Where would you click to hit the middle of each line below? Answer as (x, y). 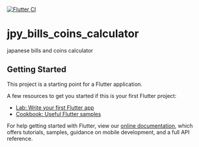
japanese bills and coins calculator (50, 50)
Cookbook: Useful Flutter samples (58, 114)
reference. (20, 139)
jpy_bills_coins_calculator (73, 34)
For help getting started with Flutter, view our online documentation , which (100, 126)
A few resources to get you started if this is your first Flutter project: (92, 96)
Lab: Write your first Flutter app (55, 107)
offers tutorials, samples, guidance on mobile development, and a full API (98, 132)
